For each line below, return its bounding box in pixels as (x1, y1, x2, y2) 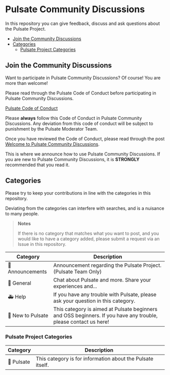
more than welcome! (5, 80, 48, 86)
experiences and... (53, 283, 97, 290)
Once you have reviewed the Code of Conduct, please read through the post (5, 136, 165, 142)
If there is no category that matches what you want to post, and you (17, 230, 159, 236)
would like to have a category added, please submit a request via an (17, 235, 160, 242)
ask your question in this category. (53, 297, 136, 304)
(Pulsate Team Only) (53, 268, 102, 275)
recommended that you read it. (5, 162, 70, 168)
